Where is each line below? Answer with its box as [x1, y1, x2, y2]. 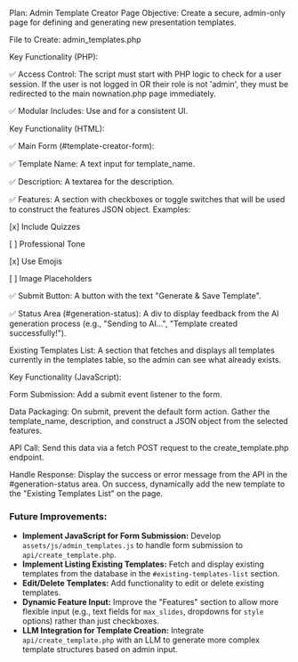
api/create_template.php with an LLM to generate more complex [21, 634, 261, 645]
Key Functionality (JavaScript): [9, 372, 122, 382]
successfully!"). [9, 328, 67, 338]
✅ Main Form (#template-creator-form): [9, 141, 155, 151]
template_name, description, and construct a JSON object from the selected [9, 416, 289, 426]
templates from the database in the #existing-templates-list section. [21, 568, 280, 579]
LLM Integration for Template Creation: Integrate [21, 625, 205, 636]
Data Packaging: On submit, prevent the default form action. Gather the [9, 406, 270, 417]
